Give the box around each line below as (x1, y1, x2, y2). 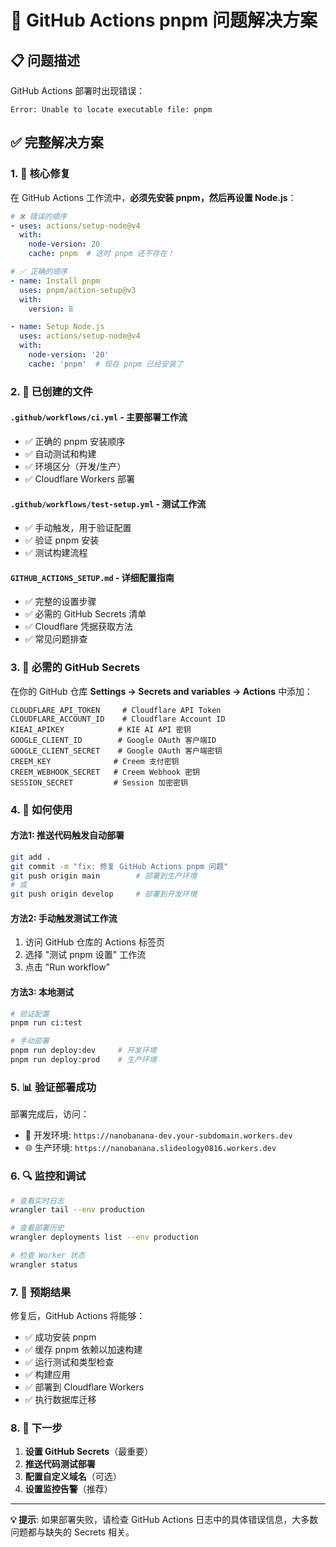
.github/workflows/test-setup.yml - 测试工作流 (10, 497, 207, 510)
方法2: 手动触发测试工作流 (10, 912, 118, 924)
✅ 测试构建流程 (24, 547, 88, 559)
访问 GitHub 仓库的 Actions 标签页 (24, 936, 165, 948)
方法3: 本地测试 (10, 986, 75, 998)
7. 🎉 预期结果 (10, 1285, 72, 1299)
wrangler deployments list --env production (10, 1232, 199, 1243)
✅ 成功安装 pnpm (24, 1331, 97, 1343)
